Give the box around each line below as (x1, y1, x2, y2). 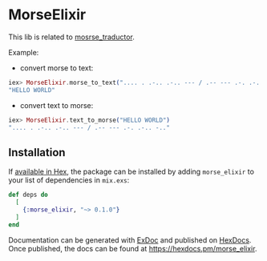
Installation (8, 146, 66, 159)
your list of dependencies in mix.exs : (8, 175, 130, 185)
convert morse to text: (19, 62, 94, 73)
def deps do (8, 191, 48, 199)
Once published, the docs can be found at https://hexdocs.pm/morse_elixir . (8, 243, 257, 253)
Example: (8, 47, 39, 57)
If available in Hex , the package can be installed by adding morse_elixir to (8, 167, 255, 177)
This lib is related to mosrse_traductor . (8, 32, 135, 42)
